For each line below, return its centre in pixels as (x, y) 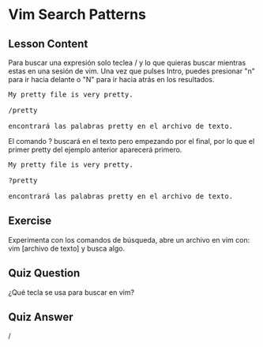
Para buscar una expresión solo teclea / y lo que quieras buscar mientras (127, 62)
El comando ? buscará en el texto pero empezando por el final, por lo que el (131, 141)
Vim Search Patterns (77, 15)
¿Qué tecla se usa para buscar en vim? (71, 292)
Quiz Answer (41, 317)
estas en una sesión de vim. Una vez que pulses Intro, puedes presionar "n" (131, 71)
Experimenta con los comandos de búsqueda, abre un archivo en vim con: (129, 240)
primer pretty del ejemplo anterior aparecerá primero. (95, 149)
